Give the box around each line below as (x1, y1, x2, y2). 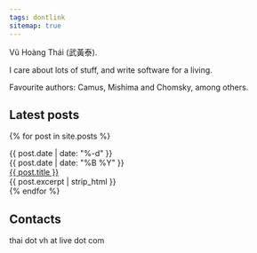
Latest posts (9, 107, 80, 123)
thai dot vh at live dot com (9, 235, 105, 246)
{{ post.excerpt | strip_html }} (9, 177, 116, 187)
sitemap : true (9, 21, 62, 30)
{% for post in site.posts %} (9, 130, 111, 142)
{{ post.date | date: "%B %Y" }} (9, 157, 124, 169)
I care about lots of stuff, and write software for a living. (9, 64, 213, 75)
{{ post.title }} (9, 167, 60, 178)
